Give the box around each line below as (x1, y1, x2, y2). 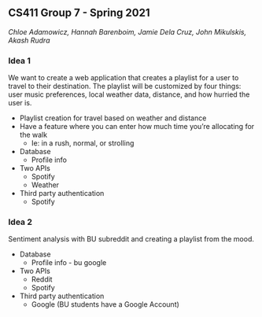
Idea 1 (8, 55, 31, 66)
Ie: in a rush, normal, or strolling (31, 138, 135, 148)
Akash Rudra (8, 35, 50, 45)
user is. (8, 98, 32, 108)
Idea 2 (8, 216, 33, 227)
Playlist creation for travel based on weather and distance (19, 113, 207, 123)
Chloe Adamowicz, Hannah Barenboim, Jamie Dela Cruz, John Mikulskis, (8, 27, 246, 36)
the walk (19, 130, 48, 140)
